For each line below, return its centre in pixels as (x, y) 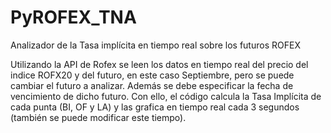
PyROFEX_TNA (73, 17)
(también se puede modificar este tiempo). (98, 117)
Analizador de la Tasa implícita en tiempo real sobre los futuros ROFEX (155, 45)
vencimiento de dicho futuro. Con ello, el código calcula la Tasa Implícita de (166, 96)
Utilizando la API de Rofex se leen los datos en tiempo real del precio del (159, 64)
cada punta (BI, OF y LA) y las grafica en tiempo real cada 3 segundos (155, 107)
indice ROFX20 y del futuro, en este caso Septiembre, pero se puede (152, 75)
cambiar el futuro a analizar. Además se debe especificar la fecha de (152, 85)
